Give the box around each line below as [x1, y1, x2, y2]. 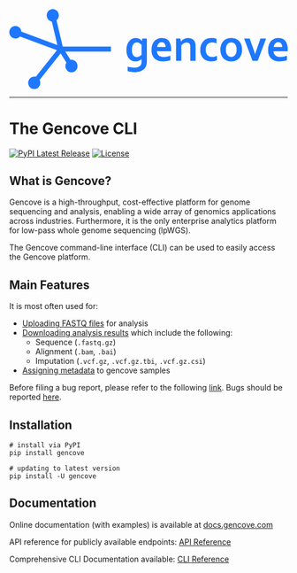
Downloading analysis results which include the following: [21, 328, 233, 338]
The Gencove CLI [9, 119, 138, 138]
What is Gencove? [9, 173, 112, 189]
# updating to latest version [9, 464, 121, 473]
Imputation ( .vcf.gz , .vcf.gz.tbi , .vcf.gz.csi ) [34, 356, 206, 367]
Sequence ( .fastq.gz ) [34, 337, 117, 348]
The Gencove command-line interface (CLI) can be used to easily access [9, 243, 276, 253]
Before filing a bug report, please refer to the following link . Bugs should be [9, 383, 283, 393]
